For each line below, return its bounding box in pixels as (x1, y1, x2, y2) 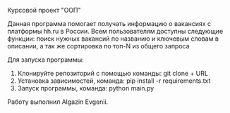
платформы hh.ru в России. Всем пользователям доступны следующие (7, 27, 224, 35)
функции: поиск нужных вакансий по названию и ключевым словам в (7, 34, 219, 43)
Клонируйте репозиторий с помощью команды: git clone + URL (17, 69, 208, 77)
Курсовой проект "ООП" (7, 6, 81, 14)
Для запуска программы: (7, 55, 84, 64)
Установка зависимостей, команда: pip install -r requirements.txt (17, 77, 211, 85)
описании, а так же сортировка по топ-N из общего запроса (7, 42, 190, 50)
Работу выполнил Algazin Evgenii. (7, 98, 109, 106)
